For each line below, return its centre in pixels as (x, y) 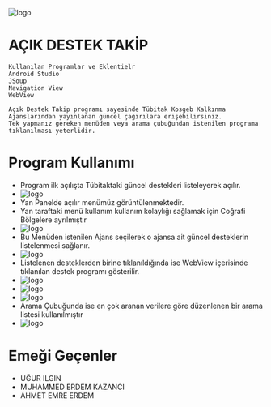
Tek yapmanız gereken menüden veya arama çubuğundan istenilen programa (133, 123)
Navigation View (36, 88)
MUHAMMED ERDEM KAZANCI (72, 387)
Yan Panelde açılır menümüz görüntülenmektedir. (102, 202)
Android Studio (34, 74)
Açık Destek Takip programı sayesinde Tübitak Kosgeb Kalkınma (117, 109)
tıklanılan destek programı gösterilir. (80, 271)
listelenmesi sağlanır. (55, 245)
